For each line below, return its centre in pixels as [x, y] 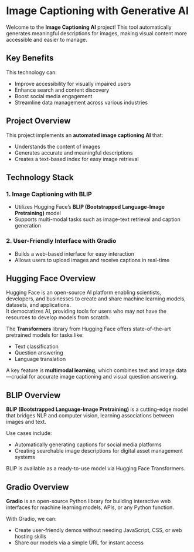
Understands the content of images [57, 146]
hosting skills [30, 536]
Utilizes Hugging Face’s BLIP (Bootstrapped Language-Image [90, 207]
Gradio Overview [38, 487]
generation [28, 226]
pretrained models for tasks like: [45, 335]
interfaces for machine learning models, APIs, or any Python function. [90, 507]
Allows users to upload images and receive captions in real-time [92, 260]
